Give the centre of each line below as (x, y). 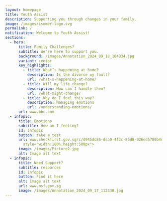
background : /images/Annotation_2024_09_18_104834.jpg (76, 56)
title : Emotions (35, 121)
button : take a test (40, 135)
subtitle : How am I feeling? (48, 126)
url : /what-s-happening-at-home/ (62, 79)
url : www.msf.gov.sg (40, 186)
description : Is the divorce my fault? (69, 75)
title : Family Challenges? (46, 47)
